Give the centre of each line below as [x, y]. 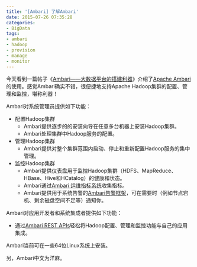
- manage [17, 56]
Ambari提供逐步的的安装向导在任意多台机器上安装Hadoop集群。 [102, 126]
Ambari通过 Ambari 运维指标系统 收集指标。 [76, 185]
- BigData [18, 28]
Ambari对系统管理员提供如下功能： [49, 106]
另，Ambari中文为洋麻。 [36, 258]
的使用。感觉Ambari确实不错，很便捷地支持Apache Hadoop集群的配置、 [94, 86]
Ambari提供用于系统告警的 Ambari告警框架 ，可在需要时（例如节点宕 [106, 192]
